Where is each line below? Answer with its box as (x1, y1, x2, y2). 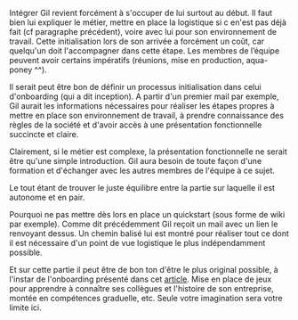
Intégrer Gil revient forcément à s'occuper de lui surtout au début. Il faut (9, 8, 273, 18)
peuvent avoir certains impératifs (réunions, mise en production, (9, 55, 245, 65)
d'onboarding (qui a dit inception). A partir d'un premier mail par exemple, (9, 91, 279, 102)
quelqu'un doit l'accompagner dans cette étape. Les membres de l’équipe (9, 45, 280, 56)
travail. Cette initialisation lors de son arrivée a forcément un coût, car (9, 36, 265, 46)
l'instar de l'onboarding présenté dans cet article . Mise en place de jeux (9, 274, 272, 284)
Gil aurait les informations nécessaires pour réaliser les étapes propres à (9, 101, 275, 111)
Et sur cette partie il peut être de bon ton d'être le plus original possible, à (9, 265, 278, 275)
